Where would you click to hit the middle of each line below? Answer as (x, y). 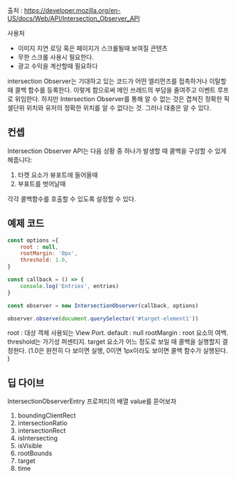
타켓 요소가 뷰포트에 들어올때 (58, 175)
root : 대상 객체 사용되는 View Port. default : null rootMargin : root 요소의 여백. (118, 333)
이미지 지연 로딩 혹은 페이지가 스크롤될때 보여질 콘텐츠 (93, 48)
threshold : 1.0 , (44, 260)
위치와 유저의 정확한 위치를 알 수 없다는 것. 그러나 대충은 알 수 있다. (119, 108)
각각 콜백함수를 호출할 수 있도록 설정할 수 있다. (72, 198)
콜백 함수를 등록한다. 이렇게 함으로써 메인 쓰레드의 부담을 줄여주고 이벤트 (115, 90)
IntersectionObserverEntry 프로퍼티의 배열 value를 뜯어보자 (92, 401)
